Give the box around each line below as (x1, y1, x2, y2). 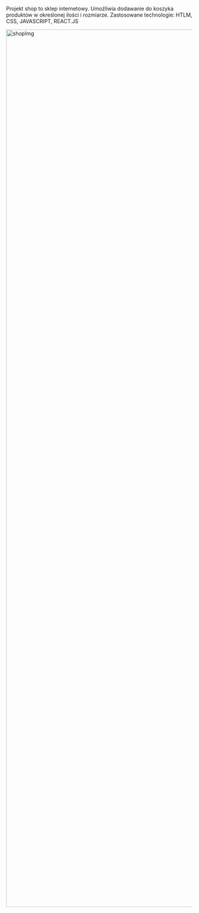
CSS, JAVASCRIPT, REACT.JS (6, 18, 79, 24)
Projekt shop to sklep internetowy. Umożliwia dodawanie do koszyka (6, 5, 174, 12)
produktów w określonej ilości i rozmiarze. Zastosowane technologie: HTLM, (6, 11, 192, 18)
